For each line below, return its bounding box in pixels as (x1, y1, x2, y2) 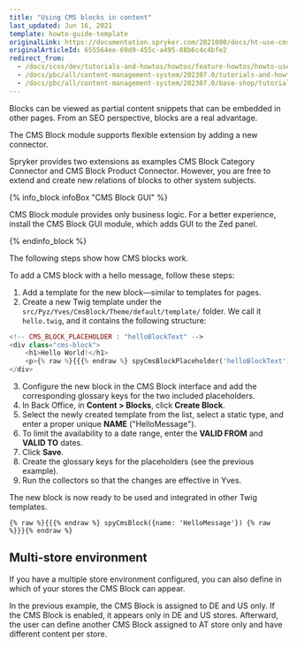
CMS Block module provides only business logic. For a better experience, (9, 209, 277, 219)
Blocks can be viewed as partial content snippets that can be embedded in (9, 103, 281, 113)
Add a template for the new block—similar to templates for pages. (21, 286, 262, 297)
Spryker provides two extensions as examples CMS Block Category (9, 156, 255, 166)
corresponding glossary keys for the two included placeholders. (21, 391, 255, 400)
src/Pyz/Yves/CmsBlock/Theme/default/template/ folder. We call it (21, 306, 262, 316)
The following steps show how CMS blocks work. (9, 253, 189, 263)
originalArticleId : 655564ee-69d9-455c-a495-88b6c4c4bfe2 (9, 46, 227, 55)
